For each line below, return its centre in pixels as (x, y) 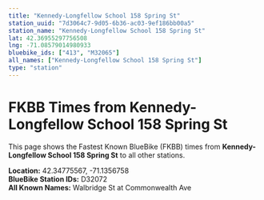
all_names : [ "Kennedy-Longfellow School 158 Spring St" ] (105, 61)
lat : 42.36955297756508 (48, 38)
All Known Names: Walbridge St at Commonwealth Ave (100, 187)
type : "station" (35, 68)
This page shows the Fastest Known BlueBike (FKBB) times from (114, 146)
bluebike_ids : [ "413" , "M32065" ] (64, 53)
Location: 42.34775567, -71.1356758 (69, 170)
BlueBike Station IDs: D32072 (58, 179)
